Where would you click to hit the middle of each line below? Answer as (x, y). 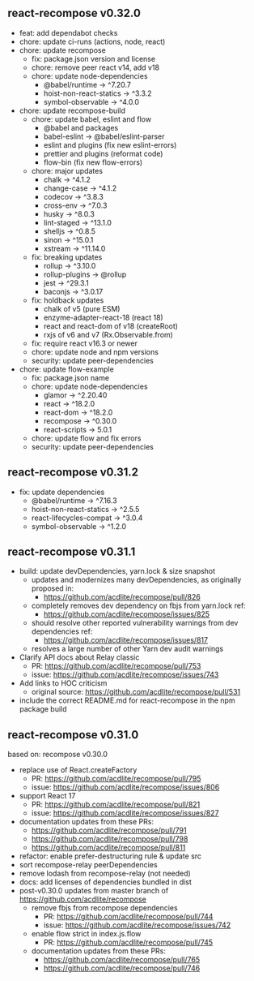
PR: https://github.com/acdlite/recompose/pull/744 (128, 917)
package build (43, 709)
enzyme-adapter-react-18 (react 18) (103, 317)
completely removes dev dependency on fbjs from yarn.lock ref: (138, 606)
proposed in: (53, 588)
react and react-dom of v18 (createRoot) (111, 326)
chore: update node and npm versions (95, 351)
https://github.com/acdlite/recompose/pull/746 (122, 968)
